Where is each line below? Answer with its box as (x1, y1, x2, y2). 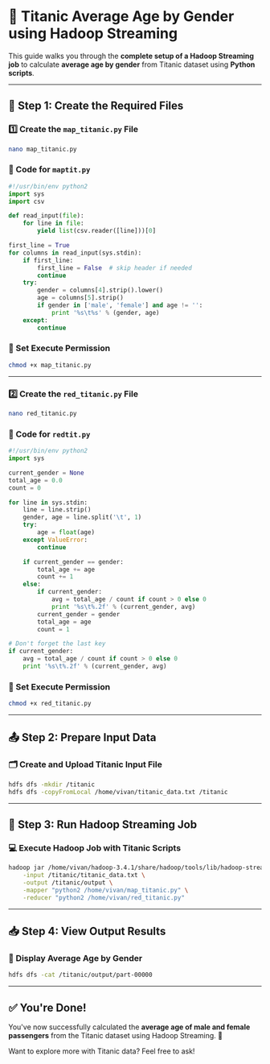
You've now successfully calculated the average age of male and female (8, 1022, 251, 1032)
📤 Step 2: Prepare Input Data (8, 731, 157, 744)
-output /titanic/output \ (22, 878, 113, 887)
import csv (8, 197, 45, 205)
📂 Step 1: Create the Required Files (8, 99, 184, 113)
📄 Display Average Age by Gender (8, 952, 143, 963)
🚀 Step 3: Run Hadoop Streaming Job (8, 818, 198, 831)
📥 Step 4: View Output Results (8, 925, 166, 938)
